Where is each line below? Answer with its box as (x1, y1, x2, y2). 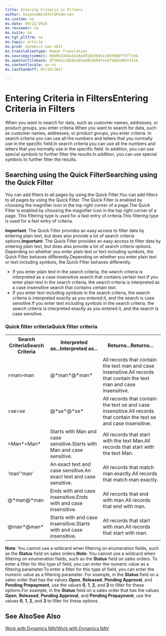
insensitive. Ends (50, 493, 88, 500)
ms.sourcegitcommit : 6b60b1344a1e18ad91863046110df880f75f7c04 (5, 53, 138, 58)
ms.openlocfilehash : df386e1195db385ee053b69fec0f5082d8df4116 (5, 58, 138, 63)
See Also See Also (5, 612, 61, 621)
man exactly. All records (103, 470, 158, 477)
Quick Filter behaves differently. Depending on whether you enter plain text (5, 253, 157, 260)
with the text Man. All (103, 438, 151, 444)
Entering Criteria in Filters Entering (5, 93, 149, 104)
